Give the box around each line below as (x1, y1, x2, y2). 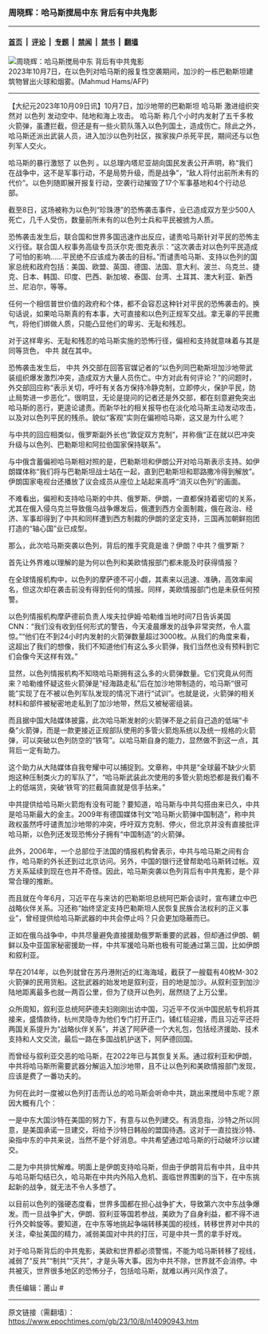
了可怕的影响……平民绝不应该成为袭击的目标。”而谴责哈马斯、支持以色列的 (8, 252, 251, 261)
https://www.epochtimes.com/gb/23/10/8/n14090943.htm (8, 1316, 199, 1326)
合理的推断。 (14, 876, 57, 886)
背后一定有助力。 (8, 745, 65, 755)
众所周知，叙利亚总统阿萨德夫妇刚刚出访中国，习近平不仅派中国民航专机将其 (8, 1004, 260, 1013)
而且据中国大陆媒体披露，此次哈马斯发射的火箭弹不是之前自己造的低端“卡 (8, 715, 250, 725)
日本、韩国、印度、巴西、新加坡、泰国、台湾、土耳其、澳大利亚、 (22, 272, 239, 281)
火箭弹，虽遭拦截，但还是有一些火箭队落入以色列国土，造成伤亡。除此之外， (8, 121, 260, 130)
